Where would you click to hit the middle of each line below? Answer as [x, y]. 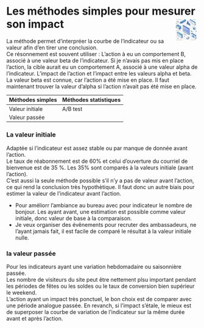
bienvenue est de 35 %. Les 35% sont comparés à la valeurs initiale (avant [100, 167]
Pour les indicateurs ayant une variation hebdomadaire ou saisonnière [94, 267]
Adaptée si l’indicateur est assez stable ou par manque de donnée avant [97, 148]
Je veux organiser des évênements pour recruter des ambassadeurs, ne [106, 224]
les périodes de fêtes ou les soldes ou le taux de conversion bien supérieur [100, 286]
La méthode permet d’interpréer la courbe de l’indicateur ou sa [85, 41]
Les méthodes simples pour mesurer [101, 11]
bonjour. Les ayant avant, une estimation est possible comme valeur [100, 212]
